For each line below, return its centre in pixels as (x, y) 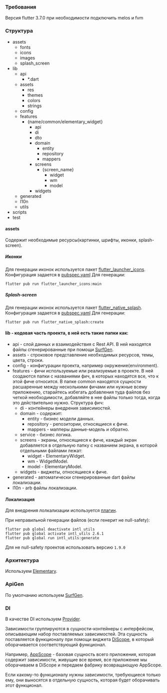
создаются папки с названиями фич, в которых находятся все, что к (85, 376)
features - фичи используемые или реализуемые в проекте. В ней (83, 371)
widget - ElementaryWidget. (56, 456)
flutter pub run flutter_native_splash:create (54, 322)
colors (34, 100)
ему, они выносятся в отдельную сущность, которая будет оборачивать (82, 680)
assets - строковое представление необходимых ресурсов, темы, (83, 355)
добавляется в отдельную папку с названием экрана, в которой (88, 445)
